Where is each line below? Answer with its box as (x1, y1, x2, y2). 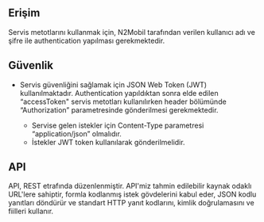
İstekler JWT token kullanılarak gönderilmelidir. (31, 137, 185, 147)
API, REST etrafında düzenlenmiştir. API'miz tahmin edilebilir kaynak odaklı (8, 182, 252, 191)
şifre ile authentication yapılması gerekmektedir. (8, 36, 165, 45)
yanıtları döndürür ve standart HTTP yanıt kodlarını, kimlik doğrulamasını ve (8, 198, 254, 208)
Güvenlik (8, 59, 54, 72)
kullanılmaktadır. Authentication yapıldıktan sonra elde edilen (19, 88, 219, 98)
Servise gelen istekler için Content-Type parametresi (31, 121, 204, 130)
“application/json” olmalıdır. (31, 128, 122, 138)
